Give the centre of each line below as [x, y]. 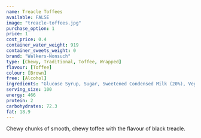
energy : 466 [21, 95]
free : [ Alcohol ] [26, 78]
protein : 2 [20, 100]
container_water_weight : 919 [42, 45]
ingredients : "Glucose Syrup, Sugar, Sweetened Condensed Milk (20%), [96, 84]
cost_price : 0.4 [26, 39]
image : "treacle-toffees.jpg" [44, 23]
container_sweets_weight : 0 [41, 51]
